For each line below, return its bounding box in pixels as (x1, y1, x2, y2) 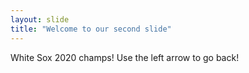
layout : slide (10, 14, 70, 25)
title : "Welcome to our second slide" (10, 24, 172, 34)
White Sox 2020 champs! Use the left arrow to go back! (10, 51, 240, 63)
